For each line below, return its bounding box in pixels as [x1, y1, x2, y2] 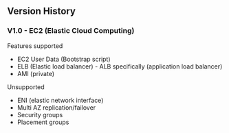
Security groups [17, 110, 63, 119]
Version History [7, 5, 76, 17]
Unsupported [7, 82, 45, 91]
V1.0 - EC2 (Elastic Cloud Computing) [7, 26, 135, 36]
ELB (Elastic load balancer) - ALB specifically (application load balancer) [17, 62, 223, 71]
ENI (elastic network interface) [17, 96, 104, 104]
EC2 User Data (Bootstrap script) [17, 55, 111, 63]
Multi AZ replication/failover [17, 103, 96, 112]
